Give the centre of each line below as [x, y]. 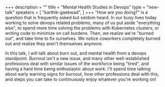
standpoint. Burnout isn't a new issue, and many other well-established [77, 58]
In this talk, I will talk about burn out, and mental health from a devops [76, 53]
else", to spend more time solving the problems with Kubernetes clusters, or [82, 28]
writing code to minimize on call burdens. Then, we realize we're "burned [80, 33]
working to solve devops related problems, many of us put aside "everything [82, 23]
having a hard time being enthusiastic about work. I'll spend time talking [78, 69]
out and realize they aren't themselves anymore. [54, 43]
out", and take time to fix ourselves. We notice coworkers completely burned [83, 38]
